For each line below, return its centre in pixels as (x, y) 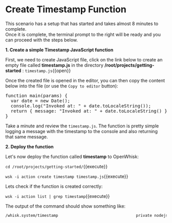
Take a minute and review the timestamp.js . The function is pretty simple (82, 126)
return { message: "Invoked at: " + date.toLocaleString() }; (90, 111)
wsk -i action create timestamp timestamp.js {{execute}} (67, 176)
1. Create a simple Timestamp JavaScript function (59, 50)
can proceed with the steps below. (42, 40)
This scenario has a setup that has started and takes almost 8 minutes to (82, 24)
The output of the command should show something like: (66, 206)
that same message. (27, 137)
